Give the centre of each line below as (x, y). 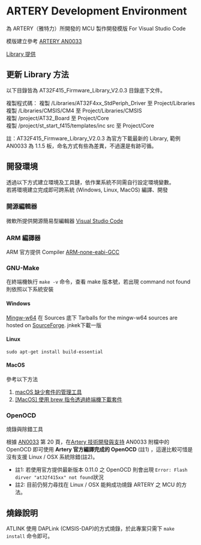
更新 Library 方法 (37, 75)
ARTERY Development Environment (97, 11)
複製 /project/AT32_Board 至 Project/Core (58, 118)
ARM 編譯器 (23, 238)
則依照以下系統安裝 (30, 289)
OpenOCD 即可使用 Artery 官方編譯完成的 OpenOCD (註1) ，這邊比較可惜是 (100, 450)
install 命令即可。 (30, 536)
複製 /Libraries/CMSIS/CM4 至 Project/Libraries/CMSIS (74, 110)
